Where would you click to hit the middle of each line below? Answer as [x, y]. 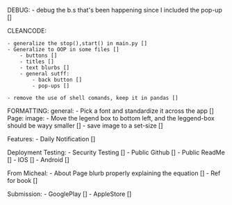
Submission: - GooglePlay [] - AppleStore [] [69, 194]
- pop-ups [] [51, 86]
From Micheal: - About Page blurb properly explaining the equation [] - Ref [114, 173]
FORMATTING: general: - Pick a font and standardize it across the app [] [110, 111]
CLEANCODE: [27, 31]
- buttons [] [39, 55]
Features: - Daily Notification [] [51, 139]
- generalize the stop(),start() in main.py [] [77, 44]
